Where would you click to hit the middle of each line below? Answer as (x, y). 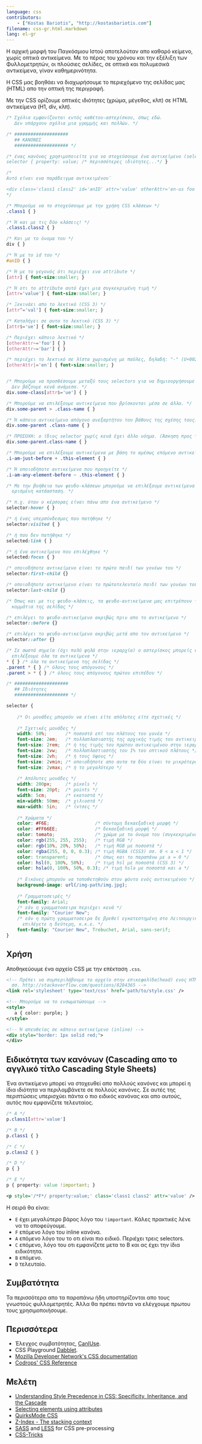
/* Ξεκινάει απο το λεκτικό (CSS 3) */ (56, 305)
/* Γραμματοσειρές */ (44, 896)
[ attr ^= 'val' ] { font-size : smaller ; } (55, 310)
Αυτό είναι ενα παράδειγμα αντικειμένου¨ (59, 178)
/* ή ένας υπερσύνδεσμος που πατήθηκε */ (59, 519)
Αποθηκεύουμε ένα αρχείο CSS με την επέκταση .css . (74, 969)
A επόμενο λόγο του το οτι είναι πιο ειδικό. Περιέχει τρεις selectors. (99, 1238)
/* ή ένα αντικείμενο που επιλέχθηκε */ (58, 552)
